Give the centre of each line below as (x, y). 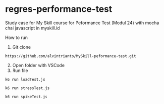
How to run (17, 37)
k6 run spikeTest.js (27, 97)
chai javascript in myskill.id (33, 28)
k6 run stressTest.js (27, 88)
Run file (20, 70)
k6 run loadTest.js (25, 79)
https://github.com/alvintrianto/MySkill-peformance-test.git (71, 56)
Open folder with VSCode (38, 65)
